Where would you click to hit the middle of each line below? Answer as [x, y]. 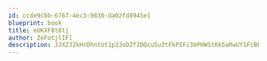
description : [30, 45]
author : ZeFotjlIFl [41, 38]
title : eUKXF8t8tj [39, 30]
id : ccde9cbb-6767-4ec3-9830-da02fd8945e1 [79, 15]
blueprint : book [35, 23]
